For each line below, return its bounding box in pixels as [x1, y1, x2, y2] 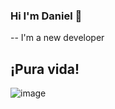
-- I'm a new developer [10, 32, 105, 44]
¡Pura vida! [10, 60, 80, 78]
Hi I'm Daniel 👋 [10, 9, 83, 23]
